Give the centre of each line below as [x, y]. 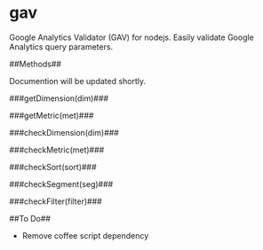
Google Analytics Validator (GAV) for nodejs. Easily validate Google [132, 37]
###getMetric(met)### [52, 115]
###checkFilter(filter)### [56, 201]
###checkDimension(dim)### [64, 132]
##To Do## [30, 218]
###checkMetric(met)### [57, 150]
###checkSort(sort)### [53, 167]
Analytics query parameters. [61, 46]
